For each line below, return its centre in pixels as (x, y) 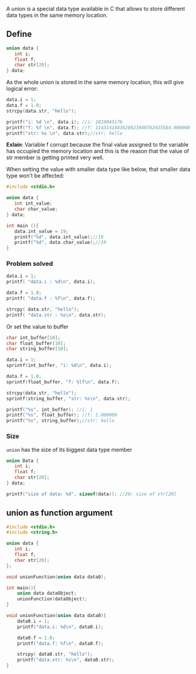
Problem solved (30, 264)
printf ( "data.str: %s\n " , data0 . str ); (66, 660)
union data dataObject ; (47, 593)
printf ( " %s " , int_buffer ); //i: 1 (50, 409)
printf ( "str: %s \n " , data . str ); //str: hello (64, 133)
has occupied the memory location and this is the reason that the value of (98, 151)
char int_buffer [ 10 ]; (33, 338)
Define (19, 34)
